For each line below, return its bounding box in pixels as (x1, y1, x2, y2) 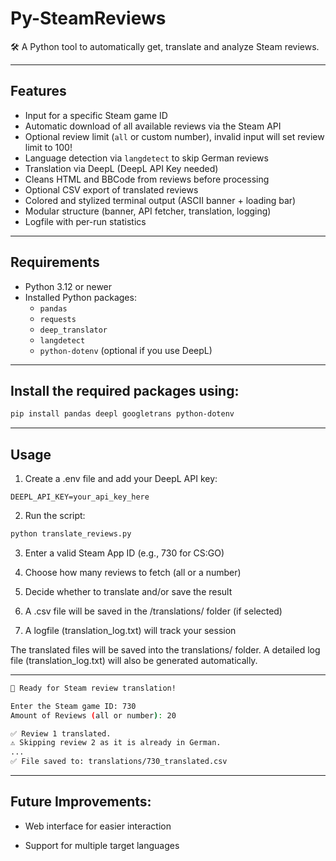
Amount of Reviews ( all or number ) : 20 (10, 710, 177, 721)
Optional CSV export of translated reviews (24, 183, 199, 196)
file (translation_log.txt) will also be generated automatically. (10, 654, 258, 666)
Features (10, 83, 67, 100)
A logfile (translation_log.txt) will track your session (24, 624, 237, 636)
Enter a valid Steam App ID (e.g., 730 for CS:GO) (24, 547, 225, 559)
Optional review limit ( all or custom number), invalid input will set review (24, 130, 325, 142)
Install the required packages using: (10, 382, 240, 399)
